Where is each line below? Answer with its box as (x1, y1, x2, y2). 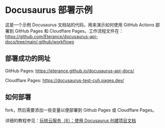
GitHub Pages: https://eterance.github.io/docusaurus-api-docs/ (5, 68, 134, 74)
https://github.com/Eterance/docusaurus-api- (5, 33, 98, 40)
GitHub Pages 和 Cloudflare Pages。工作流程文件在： (14, 28, 124, 34)
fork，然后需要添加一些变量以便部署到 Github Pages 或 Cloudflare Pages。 (5, 107, 157, 113)
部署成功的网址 (5, 54, 51, 63)
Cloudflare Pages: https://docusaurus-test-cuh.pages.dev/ (5, 77, 124, 83)
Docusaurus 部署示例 (5, 4, 93, 16)
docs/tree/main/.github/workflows (5, 39, 74, 44)
